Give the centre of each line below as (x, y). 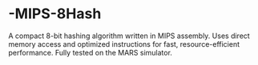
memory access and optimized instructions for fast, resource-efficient (124, 44)
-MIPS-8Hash (55, 14)
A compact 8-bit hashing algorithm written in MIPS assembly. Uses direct (129, 36)
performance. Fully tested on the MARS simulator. (90, 52)
